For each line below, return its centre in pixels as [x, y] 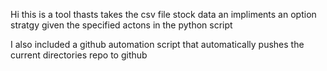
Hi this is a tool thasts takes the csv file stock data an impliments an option [163, 14]
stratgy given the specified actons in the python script [121, 25]
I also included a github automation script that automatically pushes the [157, 44]
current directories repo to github [79, 55]
